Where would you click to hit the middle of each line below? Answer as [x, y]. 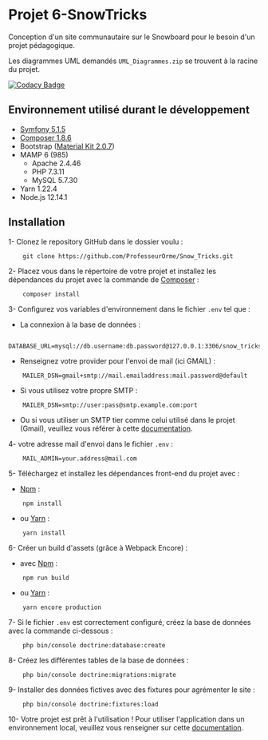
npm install [42, 503]
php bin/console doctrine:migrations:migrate [100, 674]
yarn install [44, 533]
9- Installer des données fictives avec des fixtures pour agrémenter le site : [132, 690]
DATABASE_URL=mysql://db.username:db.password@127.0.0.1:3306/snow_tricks [135, 346]
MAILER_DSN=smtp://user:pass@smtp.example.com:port [110, 405]
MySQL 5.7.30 [55, 180]
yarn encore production [62, 607]
